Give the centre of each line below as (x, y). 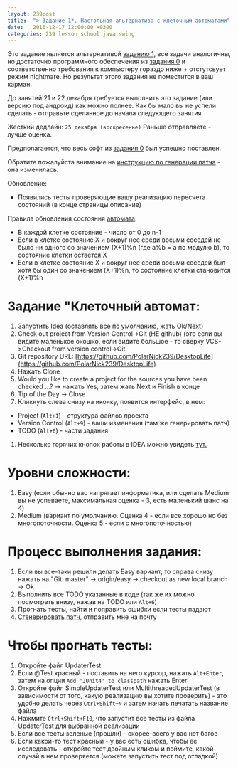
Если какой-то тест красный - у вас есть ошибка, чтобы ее (107, 741)
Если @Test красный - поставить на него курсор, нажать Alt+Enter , (120, 673)
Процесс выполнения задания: (105, 552)
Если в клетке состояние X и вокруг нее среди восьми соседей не (119, 240)
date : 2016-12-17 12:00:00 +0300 (60, 27)
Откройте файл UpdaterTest (59, 665)
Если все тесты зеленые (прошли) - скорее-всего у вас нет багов (118, 733)
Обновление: (27, 184)
